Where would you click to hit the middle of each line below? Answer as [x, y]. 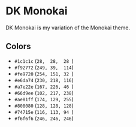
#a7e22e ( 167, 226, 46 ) [44, 86]
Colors [18, 46]
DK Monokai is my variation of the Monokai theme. [68, 28]
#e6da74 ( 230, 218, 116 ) [44, 80]
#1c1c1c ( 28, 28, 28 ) [44, 61]
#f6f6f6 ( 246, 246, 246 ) [44, 118]
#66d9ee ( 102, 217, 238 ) [44, 93]
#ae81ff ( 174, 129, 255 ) [44, 99]
